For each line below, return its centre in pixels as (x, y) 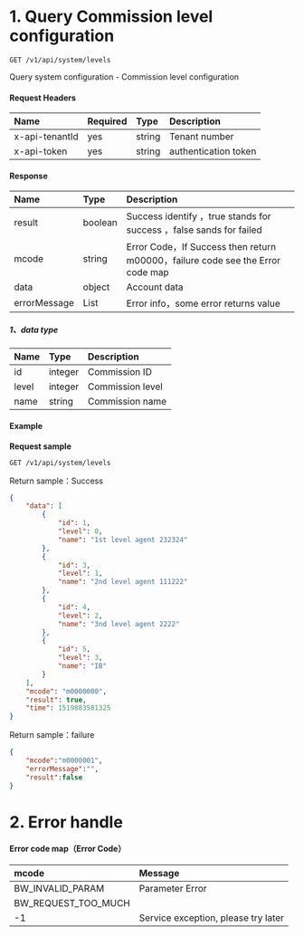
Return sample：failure (52, 735)
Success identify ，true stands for (199, 216)
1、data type (34, 330)
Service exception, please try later (212, 918)
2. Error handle (66, 822)
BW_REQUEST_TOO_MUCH (72, 903)
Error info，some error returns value (203, 303)
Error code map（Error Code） (68, 849)
